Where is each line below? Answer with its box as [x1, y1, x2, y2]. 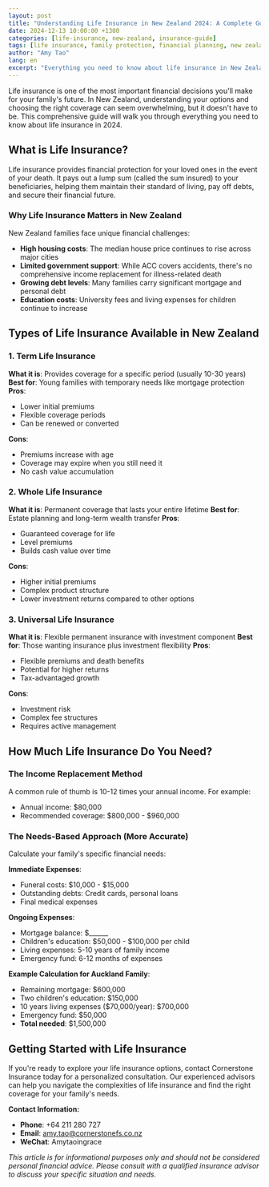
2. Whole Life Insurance [8, 487, 102, 498]
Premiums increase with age [19, 450, 114, 459]
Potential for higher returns [19, 664, 110, 674]
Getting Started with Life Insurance [8, 1042, 187, 1056]
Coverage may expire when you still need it [19, 458, 163, 467]
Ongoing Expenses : [8, 913, 75, 923]
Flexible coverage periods [19, 410, 106, 419]
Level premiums [19, 537, 74, 547]
